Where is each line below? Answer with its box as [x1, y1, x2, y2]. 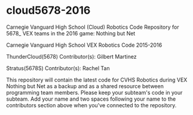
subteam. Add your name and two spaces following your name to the [6, 95, 176, 102]
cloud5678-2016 [6, 4, 91, 17]
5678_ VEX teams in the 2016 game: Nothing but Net [6, 29, 136, 37]
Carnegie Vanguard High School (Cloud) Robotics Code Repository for [6, 23, 179, 31]
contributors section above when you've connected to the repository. [6, 101, 177, 108]
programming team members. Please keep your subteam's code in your [6, 89, 183, 96]
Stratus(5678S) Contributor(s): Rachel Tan [6, 64, 110, 72]
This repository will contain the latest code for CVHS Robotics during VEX [6, 76, 188, 83]
